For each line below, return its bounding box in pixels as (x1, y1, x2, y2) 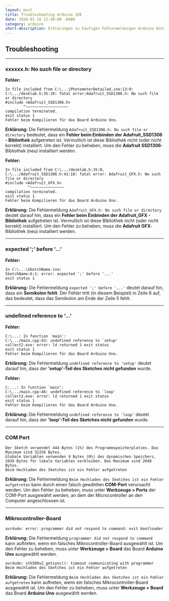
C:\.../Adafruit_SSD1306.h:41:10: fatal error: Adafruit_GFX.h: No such (5, 172, 161, 177)
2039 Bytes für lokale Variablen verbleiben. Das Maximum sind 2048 (5, 459, 152, 464)
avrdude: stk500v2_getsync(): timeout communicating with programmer (5, 561, 154, 566)
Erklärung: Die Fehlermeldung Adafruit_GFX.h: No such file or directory (5, 207, 162, 213)
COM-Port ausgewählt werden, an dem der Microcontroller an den (5, 492, 143, 498)
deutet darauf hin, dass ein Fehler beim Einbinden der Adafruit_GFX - (5, 212, 151, 218)
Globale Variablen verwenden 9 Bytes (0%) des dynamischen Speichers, (5, 454, 156, 460)
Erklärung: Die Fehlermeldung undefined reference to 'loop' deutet (5, 411, 149, 417)
